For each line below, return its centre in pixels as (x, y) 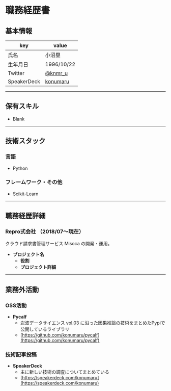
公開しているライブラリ (45, 329)
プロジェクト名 (28, 254)
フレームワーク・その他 (34, 183)
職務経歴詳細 (25, 216)
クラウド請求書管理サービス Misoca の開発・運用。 (59, 244)
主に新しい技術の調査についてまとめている (65, 372)
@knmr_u (56, 73)
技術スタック (25, 141)
